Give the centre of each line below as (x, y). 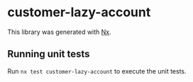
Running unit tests (49, 54)
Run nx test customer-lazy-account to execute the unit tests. (97, 71)
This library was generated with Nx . (59, 32)
